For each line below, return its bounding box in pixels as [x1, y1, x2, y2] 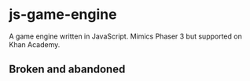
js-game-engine [9, 6, 117, 24]
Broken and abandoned [9, 63, 126, 76]
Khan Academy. [9, 39, 61, 49]
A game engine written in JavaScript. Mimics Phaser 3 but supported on [9, 31, 242, 41]
